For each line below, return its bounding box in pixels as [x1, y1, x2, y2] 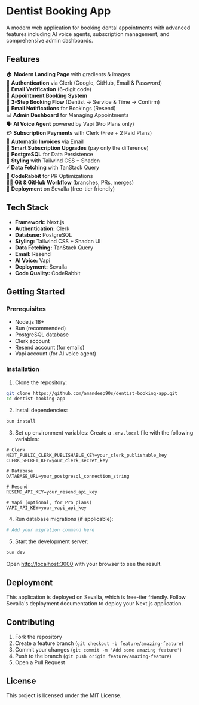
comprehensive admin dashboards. [6, 37, 94, 44]
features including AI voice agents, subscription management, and [6, 30, 170, 37]
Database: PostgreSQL [14, 231, 72, 238]
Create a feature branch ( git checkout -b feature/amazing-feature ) [14, 640, 184, 647]
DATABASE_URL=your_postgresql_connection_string [6, 474, 130, 480]
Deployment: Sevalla [14, 263, 68, 270]
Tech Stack [6, 203, 49, 213]
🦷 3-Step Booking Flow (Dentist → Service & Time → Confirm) [6, 98, 160, 106]
